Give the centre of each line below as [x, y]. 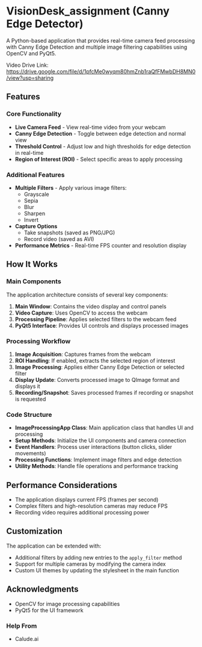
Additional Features [35, 175]
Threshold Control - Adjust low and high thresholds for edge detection [103, 146]
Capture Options [36, 226]
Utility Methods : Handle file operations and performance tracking [96, 466]
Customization [35, 531]
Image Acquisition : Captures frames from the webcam [83, 354]
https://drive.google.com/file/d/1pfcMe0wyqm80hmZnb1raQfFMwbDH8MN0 [101, 71]
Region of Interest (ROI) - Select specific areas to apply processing [99, 159]
